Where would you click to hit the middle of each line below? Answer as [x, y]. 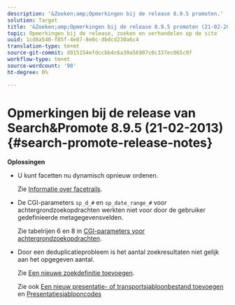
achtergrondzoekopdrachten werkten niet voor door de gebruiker [112, 210]
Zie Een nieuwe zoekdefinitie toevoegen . [76, 273]
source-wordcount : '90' [42, 66]
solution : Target [33, 20]
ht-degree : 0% [28, 72]
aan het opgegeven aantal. [56, 260]
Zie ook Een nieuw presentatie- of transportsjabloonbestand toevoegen [120, 287]
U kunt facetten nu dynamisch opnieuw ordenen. [88, 176]
